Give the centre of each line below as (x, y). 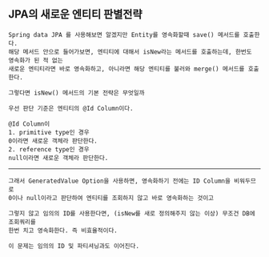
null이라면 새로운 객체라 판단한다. (58, 158)
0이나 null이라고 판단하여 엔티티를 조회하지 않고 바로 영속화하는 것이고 (111, 198)
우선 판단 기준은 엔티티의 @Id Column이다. (71, 108)
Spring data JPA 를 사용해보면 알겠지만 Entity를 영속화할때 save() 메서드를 (124, 34)
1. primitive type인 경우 (49, 132)
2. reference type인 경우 (49, 149)
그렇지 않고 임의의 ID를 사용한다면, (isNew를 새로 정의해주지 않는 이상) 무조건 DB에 (132, 213)
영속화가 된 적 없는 (36, 60)
